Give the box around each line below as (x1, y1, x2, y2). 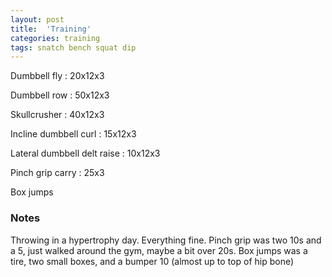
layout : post (10, 14, 65, 25)
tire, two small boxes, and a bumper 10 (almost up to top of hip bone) (10, 255, 295, 267)
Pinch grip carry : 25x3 (10, 167, 105, 179)
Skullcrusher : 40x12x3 (10, 109, 105, 121)
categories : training (10, 33, 101, 43)
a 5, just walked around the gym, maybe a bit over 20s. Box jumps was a (10, 244, 308, 256)
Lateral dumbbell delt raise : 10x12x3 (10, 147, 161, 160)
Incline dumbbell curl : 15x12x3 (10, 128, 137, 140)
